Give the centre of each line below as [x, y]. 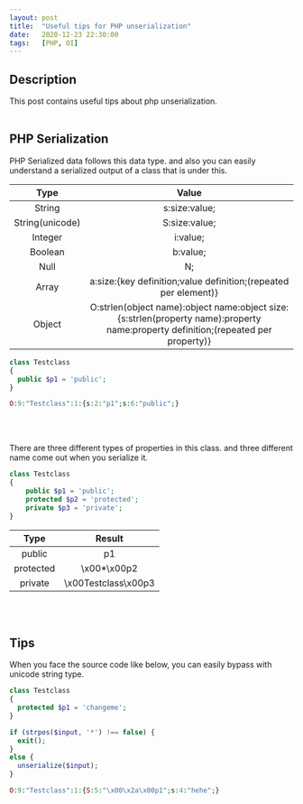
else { [22, 758]
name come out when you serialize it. [79, 457]
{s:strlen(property [155, 319]
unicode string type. [47, 674]
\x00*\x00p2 [109, 568]
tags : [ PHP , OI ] [44, 43]
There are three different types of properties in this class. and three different [151, 448]
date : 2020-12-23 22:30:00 [64, 34]
